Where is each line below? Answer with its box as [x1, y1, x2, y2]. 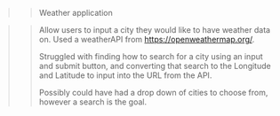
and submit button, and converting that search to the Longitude [38, 61, 272, 71]
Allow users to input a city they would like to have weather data [38, 25, 271, 35]
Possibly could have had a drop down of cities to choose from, [38, 88, 268, 97]
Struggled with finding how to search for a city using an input [38, 51, 263, 61]
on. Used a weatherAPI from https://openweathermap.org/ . [38, 35, 255, 44]
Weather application [38, 8, 113, 18]
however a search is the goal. [38, 97, 148, 107]
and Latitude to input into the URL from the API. [38, 70, 212, 81]
